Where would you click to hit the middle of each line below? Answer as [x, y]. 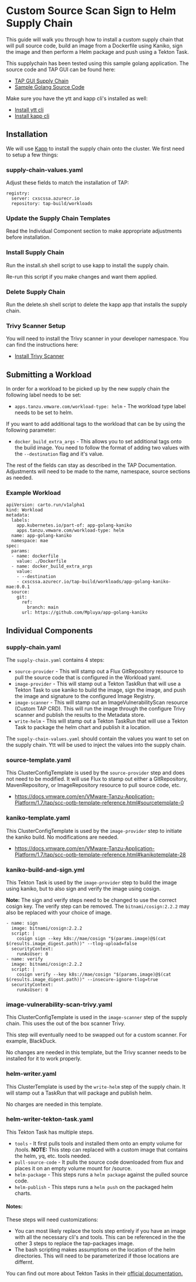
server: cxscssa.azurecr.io [46, 199]
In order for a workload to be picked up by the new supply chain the [88, 389]
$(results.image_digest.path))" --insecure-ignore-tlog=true [82, 979]
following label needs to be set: [44, 395]
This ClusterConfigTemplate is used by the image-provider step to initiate [94, 830]
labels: [21, 520]
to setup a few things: [32, 155]
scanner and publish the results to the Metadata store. [80, 715]
